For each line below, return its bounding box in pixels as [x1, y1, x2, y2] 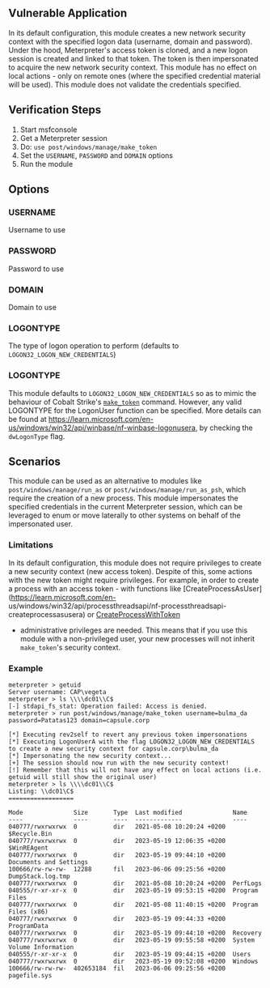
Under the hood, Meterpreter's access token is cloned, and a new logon [8, 45, 248, 55]
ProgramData [8, 922, 49, 930]
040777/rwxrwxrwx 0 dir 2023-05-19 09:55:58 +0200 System [8, 935, 255, 944]
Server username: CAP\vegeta [8, 688, 107, 696]
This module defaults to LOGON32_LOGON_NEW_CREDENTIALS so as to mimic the [8, 388, 257, 398]
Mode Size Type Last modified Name [8, 808, 248, 816]
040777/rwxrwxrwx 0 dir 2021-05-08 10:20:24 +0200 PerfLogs [8, 879, 263, 888]
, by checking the [195, 423, 253, 432]
